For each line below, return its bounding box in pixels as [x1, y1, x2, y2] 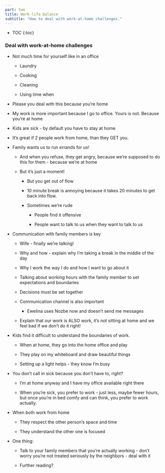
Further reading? [19, 462, 54, 468]
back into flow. [27, 193, 57, 199]
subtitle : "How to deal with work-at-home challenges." [5, 16, 122, 21]
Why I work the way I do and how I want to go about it [19, 265, 129, 270]
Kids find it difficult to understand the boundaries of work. [12, 332, 131, 338]
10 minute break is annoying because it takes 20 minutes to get [27, 187, 155, 193]
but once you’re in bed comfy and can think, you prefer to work [19, 394, 148, 401]
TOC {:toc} [12, 30, 34, 36]
